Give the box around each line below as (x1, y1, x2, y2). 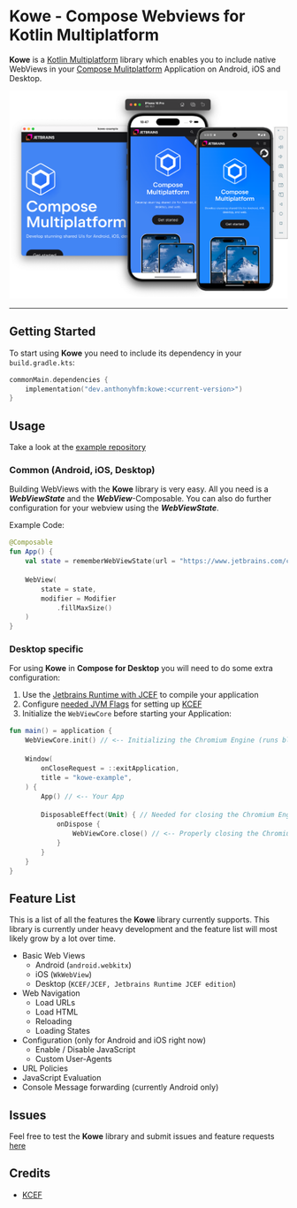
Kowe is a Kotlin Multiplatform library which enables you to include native (9, 54, 277, 65)
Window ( (25, 754, 53, 764)
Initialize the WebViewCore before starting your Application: (21, 708, 232, 719)
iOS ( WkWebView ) (34, 969, 93, 980)
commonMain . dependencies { (9, 375, 109, 384)
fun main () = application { (9, 727, 113, 736)
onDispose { (56, 820, 101, 829)
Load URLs (34, 998, 76, 1008)
